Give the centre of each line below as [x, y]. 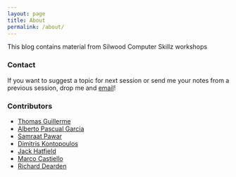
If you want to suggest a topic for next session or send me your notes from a [118, 80]
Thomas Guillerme [44, 121]
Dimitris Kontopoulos [48, 143]
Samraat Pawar [39, 136]
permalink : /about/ [36, 27]
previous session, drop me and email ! [62, 88]
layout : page [26, 14]
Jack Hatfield [37, 151]
